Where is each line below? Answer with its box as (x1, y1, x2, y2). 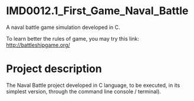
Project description (6, 62, 102, 76)
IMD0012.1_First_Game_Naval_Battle (6, 4, 189, 18)
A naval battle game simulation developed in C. (6, 24, 120, 31)
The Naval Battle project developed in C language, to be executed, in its (6, 82, 180, 89)
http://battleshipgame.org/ (6, 41, 71, 48)
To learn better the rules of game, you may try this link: (6, 35, 140, 42)
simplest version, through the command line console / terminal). (6, 87, 161, 95)
